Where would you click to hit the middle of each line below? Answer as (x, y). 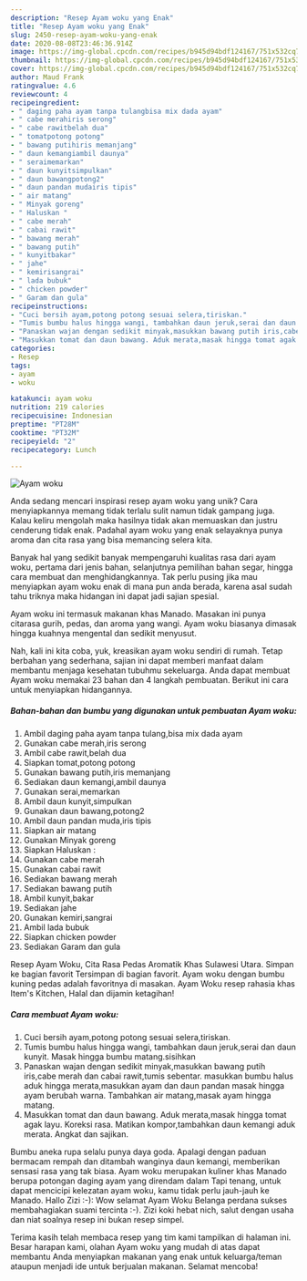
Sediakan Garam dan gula (72, 947)
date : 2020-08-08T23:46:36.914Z (72, 43)
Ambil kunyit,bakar (59, 898)
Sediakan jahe (50, 908)
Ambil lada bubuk (56, 927)
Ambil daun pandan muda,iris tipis (87, 821)
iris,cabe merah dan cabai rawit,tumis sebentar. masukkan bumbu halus (159, 1076)
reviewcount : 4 (39, 94)
